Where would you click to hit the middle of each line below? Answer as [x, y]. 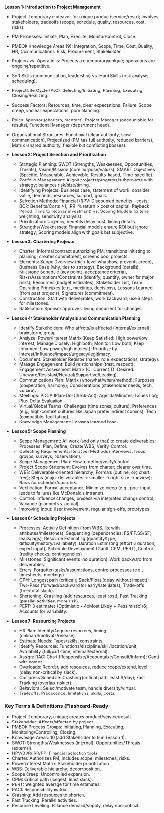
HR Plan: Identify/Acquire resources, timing [63, 631]
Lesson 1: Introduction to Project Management [53, 7]
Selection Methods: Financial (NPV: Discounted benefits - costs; [84, 201]
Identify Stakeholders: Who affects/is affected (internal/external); [85, 328]
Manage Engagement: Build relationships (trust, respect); [77, 364]
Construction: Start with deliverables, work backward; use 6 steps [86, 298]
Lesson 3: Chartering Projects [43, 241]
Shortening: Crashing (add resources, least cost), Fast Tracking [83, 596]
